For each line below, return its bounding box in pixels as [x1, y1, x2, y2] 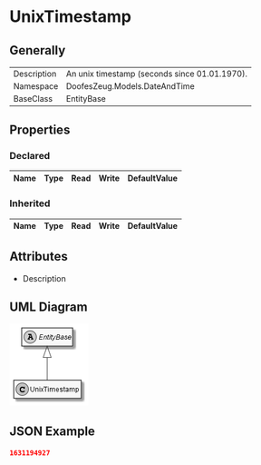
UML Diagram [9, 299, 88, 314]
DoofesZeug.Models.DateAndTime [65, 81, 195, 92]
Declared [9, 150, 51, 163]
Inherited [9, 197, 51, 210]
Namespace [13, 81, 59, 92]
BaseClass [13, 94, 53, 104]
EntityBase [65, 94, 106, 104]
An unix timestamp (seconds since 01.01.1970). [65, 68, 247, 79]
